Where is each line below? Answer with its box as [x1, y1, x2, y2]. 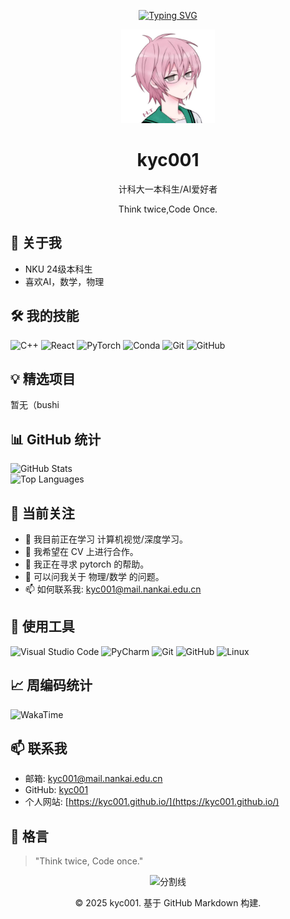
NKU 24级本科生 [24, 263, 93, 275]
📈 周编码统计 [10, 677, 93, 694]
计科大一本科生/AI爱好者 [118, 183, 218, 195]
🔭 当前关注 [10, 505, 75, 522]
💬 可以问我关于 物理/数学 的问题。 [24, 571, 165, 582]
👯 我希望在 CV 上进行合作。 [24, 546, 139, 557]
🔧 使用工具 [10, 618, 75, 635]
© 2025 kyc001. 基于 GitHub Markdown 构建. [74, 897, 262, 909]
